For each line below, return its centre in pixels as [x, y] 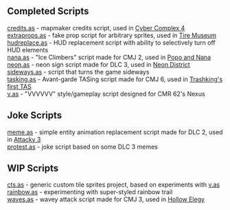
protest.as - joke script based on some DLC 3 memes [82, 147]
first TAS [20, 86]
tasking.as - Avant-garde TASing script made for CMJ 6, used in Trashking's [115, 79]
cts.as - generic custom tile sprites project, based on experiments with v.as [114, 185]
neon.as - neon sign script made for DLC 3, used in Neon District [99, 64]
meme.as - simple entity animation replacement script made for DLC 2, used [115, 132]
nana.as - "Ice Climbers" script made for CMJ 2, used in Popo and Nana [109, 57]
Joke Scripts [35, 115]
